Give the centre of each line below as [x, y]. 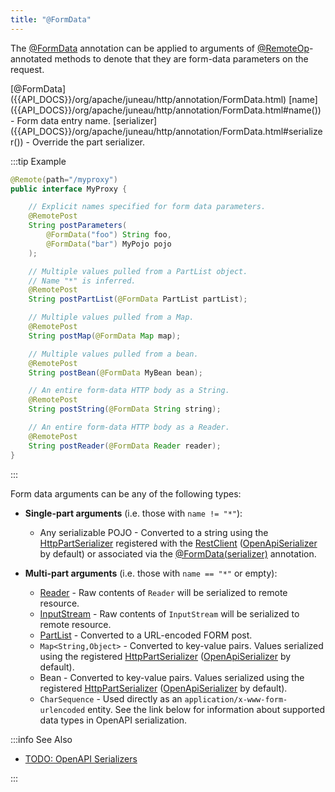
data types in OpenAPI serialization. [113, 720]
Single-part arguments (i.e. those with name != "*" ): [133, 513]
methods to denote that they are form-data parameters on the [181, 58]
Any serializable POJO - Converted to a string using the [154, 532]
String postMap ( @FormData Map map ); [105, 336]
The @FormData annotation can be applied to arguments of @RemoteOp [160, 48]
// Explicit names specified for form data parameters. [147, 207]
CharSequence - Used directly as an [111, 698]
